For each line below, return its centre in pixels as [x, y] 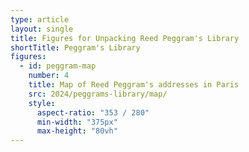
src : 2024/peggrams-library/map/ [98, 94]
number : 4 [49, 76]
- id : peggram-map [58, 66]
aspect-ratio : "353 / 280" [93, 112]
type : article [40, 19]
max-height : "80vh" [77, 131]
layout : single [42, 29]
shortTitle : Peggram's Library [75, 47]
